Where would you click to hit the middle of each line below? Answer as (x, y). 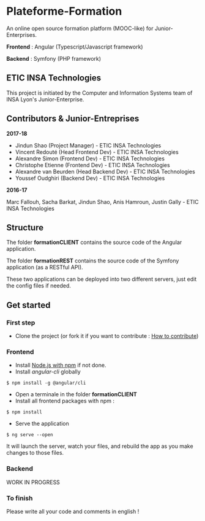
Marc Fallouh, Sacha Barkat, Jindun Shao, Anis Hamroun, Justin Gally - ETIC (102, 202)
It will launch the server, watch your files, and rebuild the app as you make (100, 446)
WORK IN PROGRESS (33, 482)
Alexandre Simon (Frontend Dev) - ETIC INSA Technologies (90, 159)
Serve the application (42, 424)
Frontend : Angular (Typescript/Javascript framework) (75, 47)
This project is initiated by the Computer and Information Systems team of (99, 93)
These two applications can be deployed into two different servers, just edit (102, 279)
